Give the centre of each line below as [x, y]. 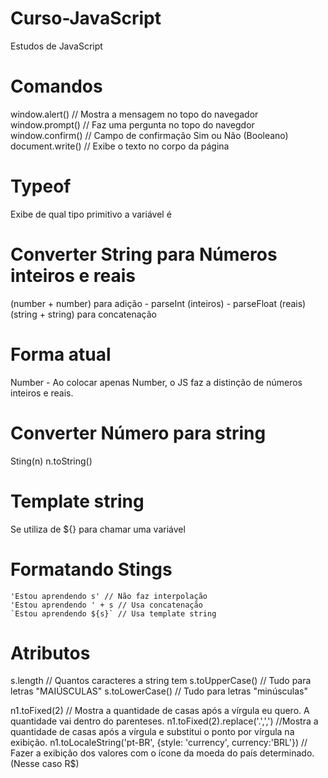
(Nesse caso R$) [45, 764]
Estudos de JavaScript [56, 46]
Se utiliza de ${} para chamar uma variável [98, 529]
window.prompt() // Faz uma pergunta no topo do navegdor [132, 124]
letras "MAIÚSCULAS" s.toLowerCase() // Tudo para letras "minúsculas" [159, 691]
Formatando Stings [91, 569]
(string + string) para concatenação [83, 314]
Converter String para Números [144, 254]
